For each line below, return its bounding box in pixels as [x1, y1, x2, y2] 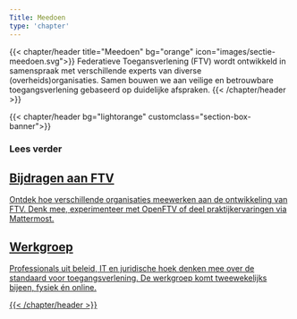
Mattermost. [9, 213, 55, 224]
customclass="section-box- [148, 111, 252, 122]
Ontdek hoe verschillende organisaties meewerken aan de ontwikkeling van [9, 194, 288, 205]
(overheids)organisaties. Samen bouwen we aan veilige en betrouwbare [9, 74, 275, 85]
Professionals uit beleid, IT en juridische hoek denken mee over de [9, 263, 255, 274]
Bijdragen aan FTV [9, 170, 115, 185]
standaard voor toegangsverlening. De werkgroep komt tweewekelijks [9, 272, 267, 283]
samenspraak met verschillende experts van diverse [9, 65, 202, 76]
